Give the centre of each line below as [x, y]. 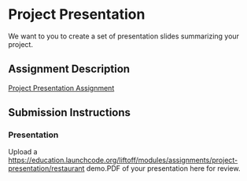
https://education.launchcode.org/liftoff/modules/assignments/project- [123, 160]
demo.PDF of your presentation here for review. [163, 168]
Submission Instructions [70, 112]
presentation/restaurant [46, 168]
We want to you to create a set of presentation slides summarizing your [124, 36]
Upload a [23, 152]
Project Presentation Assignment [61, 88]
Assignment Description [69, 69]
